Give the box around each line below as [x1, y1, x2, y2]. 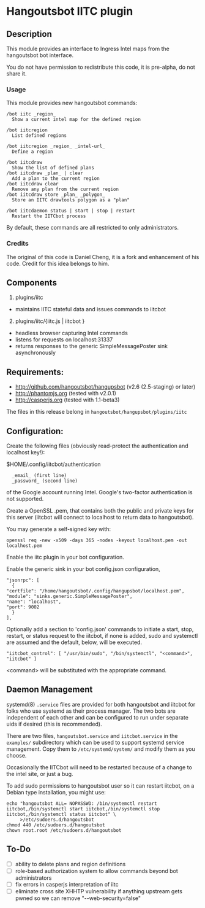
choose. [6, 751, 27, 759]
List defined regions [12, 133, 67, 139]
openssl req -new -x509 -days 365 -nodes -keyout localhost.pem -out [6, 537, 188, 544]
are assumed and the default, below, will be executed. [6, 638, 143, 646]
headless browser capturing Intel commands [15, 330, 129, 337]
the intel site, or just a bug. [6, 770, 73, 777]
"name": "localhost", [6, 599, 62, 605]
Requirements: [6, 367, 64, 377]
